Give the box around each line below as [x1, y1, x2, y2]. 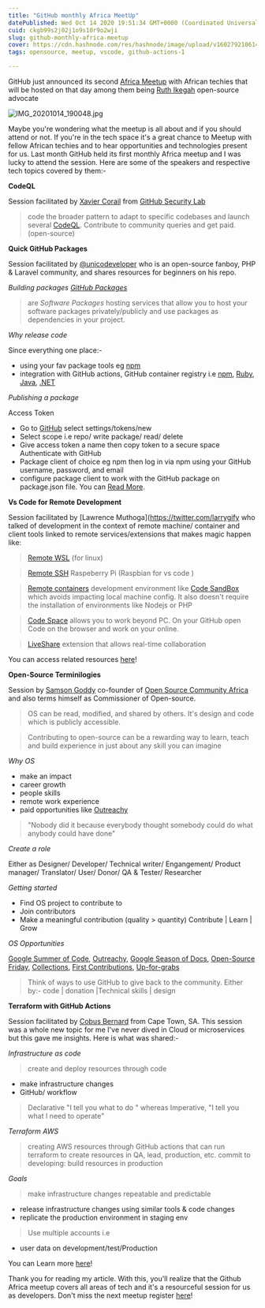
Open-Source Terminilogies [8, 670, 101, 679]
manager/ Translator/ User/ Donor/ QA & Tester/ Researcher [8, 868, 203, 876]
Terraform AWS [8, 1127, 59, 1136]
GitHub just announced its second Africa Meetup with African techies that [8, 77, 248, 86]
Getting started [8, 883, 58, 892]
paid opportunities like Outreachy [19, 805, 129, 814]
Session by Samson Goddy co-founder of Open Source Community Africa [8, 686, 248, 694]
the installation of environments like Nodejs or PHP [27, 600, 193, 610]
